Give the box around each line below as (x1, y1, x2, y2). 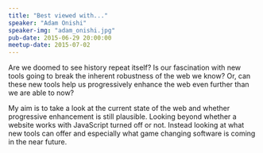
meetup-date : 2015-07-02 (8, 41, 91, 49)
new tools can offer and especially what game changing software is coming (8, 128, 256, 139)
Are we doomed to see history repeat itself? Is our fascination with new (8, 63, 242, 72)
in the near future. (8, 137, 68, 147)
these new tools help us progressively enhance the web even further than (8, 80, 249, 90)
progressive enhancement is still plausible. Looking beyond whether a (8, 112, 237, 121)
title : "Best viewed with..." (8, 11, 109, 20)
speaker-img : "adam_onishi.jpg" (8, 26, 115, 34)
